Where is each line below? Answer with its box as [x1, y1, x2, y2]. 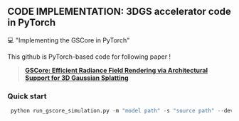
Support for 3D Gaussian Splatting [24, 74, 129, 82]
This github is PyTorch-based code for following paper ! [7, 52, 171, 61]
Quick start [7, 91, 48, 101]
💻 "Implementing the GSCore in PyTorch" [7, 35, 130, 45]
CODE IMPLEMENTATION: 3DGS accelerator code [7, 6, 231, 18]
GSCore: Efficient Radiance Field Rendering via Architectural [24, 66, 208, 74]
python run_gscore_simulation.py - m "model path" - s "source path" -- [10, 108, 224, 115]
